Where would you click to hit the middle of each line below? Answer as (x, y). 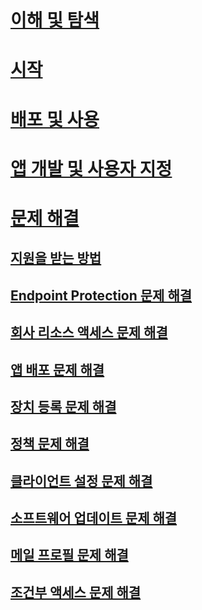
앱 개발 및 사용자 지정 (91, 168)
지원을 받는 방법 (56, 258)
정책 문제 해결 (50, 444)
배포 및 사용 (55, 119)
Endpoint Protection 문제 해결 (101, 295)
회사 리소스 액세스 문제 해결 (89, 332)
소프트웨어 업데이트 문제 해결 (94, 518)
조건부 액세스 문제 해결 (76, 592)
